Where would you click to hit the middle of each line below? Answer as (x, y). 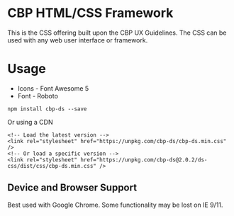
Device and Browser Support (72, 188)
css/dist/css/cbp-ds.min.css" (52, 166)
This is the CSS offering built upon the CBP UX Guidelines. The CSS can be (117, 33)
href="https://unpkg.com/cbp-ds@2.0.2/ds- (144, 160)
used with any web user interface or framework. (78, 40)
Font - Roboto (38, 96)
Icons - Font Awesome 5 (53, 88)
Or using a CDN (30, 122)
